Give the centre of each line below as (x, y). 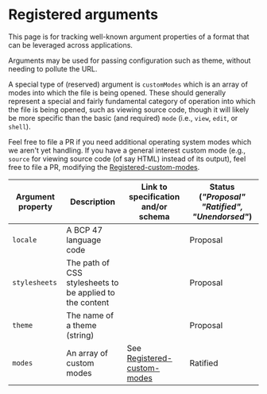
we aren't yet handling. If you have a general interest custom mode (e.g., (127, 150)
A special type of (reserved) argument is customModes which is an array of (128, 84)
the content (88, 302)
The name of (90, 315)
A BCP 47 (85, 230)
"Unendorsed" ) (222, 216)
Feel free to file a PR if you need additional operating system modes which (130, 141)
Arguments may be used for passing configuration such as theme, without (130, 60)
